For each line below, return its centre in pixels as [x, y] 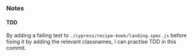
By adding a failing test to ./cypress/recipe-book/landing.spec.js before [96, 35]
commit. [16, 48]
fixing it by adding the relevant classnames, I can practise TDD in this [91, 42]
